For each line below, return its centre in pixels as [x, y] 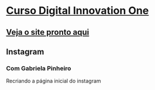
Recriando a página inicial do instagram [54, 81]
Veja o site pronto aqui [48, 32]
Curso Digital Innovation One [77, 11]
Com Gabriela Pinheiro [39, 68]
